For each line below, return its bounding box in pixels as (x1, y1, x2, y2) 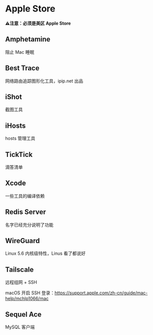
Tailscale (5, 265, 34, 274)
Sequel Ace (5, 310, 41, 318)
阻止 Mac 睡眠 (5, 49, 34, 55)
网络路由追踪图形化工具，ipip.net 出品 (5, 78, 83, 84)
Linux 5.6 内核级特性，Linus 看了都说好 (5, 250, 86, 256)
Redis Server (5, 208, 46, 216)
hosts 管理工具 (5, 135, 35, 141)
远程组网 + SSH (5, 279, 37, 285)
